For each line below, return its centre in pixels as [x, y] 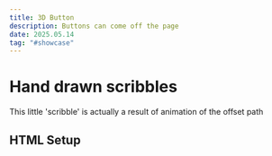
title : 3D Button [42, 17]
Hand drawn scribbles [94, 87]
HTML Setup [45, 140]
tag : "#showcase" [42, 43]
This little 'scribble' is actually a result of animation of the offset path [136, 112]
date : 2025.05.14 [42, 34]
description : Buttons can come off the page [94, 26]
